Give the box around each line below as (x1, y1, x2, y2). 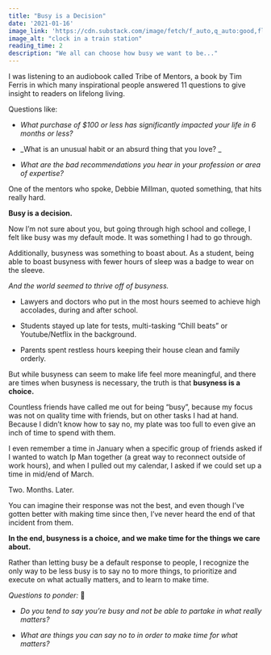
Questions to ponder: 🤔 (8, 590, 85, 600)
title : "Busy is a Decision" (8, 11, 106, 20)
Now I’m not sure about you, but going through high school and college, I (8, 224, 251, 233)
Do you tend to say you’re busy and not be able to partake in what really (19, 607, 262, 615)
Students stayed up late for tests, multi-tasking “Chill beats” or (19, 321, 228, 330)
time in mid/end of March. (8, 469, 94, 479)
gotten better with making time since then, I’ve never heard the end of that (8, 510, 256, 519)
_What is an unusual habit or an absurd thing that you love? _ (19, 145, 222, 153)
